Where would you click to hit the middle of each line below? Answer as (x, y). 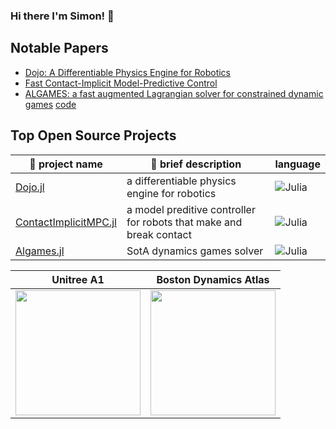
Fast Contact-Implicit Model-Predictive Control (121, 83)
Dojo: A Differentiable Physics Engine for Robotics (127, 72)
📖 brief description (196, 164)
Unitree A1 (78, 279)
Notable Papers (59, 48)
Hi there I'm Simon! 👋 (62, 16)
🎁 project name (66, 164)
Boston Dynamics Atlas (213, 279)
